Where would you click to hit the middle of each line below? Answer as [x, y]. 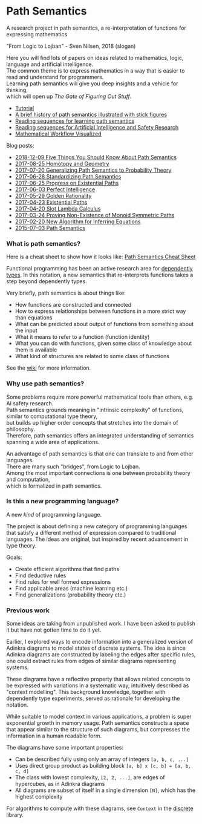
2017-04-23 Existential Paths [51, 202]
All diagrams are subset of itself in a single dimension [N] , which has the [105, 790]
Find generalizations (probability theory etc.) [70, 595]
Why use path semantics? [45, 384]
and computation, [28, 479]
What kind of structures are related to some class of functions [92, 356]
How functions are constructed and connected [73, 305]
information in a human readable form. [54, 736]
